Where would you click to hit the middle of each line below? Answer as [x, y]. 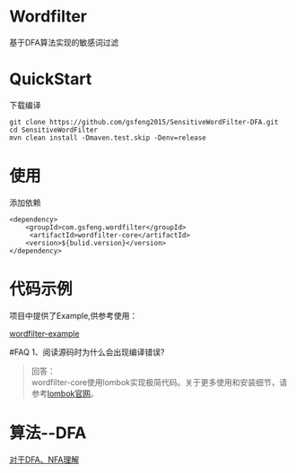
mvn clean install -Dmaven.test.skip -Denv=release [108, 138]
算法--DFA [48, 433]
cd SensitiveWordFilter [54, 130]
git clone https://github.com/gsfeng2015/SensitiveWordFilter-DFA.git [144, 122]
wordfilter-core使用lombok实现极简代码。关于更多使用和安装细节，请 [159, 382]
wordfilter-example [44, 333]
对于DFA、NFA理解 [44, 460]
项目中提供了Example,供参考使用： [74, 315]
